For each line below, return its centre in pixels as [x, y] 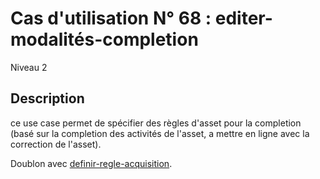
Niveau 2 [29, 67]
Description [47, 98]
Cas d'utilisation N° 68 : [111, 18]
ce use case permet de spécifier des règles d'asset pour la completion [156, 123]
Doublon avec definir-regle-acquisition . [91, 163]
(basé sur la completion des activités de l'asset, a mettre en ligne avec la [160, 133]
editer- [243, 18]
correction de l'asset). [56, 144]
